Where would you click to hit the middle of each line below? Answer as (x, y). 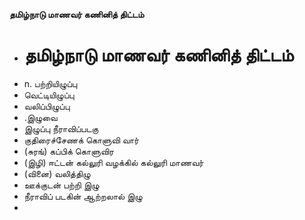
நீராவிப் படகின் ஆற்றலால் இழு (83, 196)
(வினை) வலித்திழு (57, 173)
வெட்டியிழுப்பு (49, 95)
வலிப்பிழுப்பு (47, 106)
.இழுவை (40, 117)
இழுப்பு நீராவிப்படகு (61, 128)
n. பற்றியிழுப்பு (50, 83)
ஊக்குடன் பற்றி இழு (61, 185)
